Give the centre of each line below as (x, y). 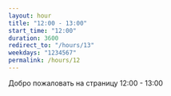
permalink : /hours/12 (44, 61)
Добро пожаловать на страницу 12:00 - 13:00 (86, 83)
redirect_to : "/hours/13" (51, 46)
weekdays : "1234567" (43, 53)
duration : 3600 (34, 38)
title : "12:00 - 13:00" (48, 23)
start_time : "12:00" (43, 30)
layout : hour (30, 16)
